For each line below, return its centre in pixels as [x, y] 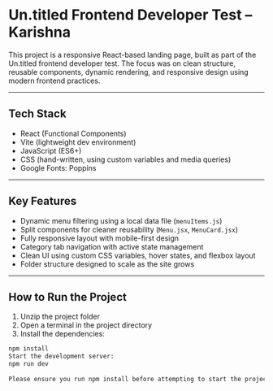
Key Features [43, 201]
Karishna [40, 32]
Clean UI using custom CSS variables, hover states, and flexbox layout [138, 255]
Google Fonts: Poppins [58, 167]
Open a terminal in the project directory [86, 325]
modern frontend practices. [54, 80]
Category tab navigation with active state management [112, 246]
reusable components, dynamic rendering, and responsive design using [129, 72]
